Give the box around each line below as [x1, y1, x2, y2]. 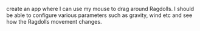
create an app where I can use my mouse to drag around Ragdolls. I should [6, 5, 195, 12]
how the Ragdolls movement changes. [6, 18, 102, 25]
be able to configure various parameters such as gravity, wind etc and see [6, 12, 193, 19]
